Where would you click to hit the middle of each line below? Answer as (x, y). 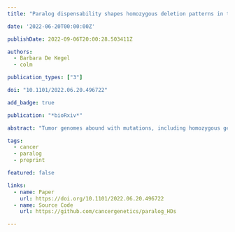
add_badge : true (31, 102)
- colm (23, 65)
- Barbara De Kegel (42, 58)
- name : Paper (34, 192)
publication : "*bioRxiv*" (45, 115)
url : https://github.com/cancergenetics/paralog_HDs (98, 212)
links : (17, 185)
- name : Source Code (43, 205)
